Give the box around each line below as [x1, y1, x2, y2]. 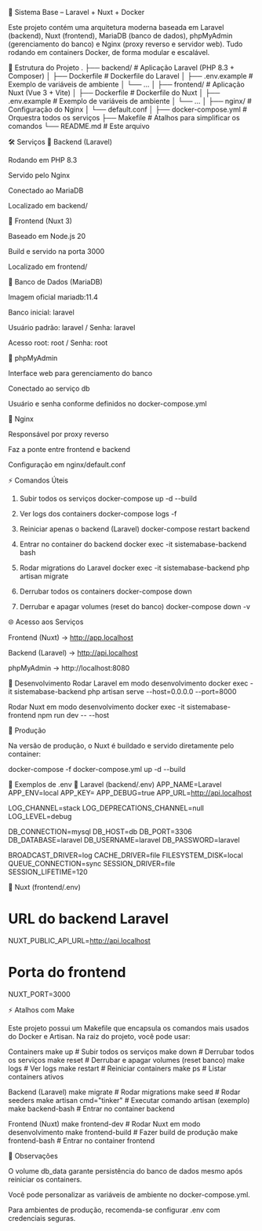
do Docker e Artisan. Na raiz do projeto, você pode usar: [8, 1031, 191, 1041]
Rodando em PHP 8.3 [8, 156, 78, 164]
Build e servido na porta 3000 [8, 247, 105, 255]
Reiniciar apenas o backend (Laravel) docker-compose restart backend [19, 524, 250, 534]
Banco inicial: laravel [8, 307, 75, 317]
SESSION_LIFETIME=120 [8, 867, 88, 876]
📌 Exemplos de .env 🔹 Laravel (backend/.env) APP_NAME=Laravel [8, 780, 222, 789]
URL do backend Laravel [8, 910, 169, 928]
